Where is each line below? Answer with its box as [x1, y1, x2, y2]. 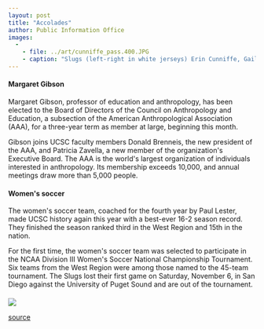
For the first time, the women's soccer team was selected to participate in [8, 247, 247, 256]
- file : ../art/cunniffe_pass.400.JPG [22, 48, 149, 56]
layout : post [8, 11, 51, 20]
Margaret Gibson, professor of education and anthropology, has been [8, 97, 233, 107]
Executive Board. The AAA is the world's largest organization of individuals [8, 154, 251, 163]
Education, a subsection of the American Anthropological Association [8, 114, 233, 123]
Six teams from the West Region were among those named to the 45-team [8, 263, 249, 272]
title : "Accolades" [8, 19, 72, 27]
